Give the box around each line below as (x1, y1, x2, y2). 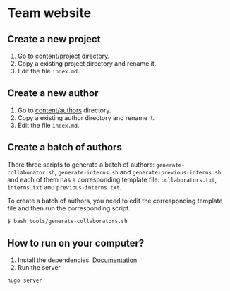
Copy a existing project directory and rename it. (17, 59, 157, 68)
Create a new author (7, 87, 99, 100)
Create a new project (7, 33, 101, 45)
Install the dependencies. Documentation (17, 256, 138, 264)
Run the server (17, 263, 61, 272)
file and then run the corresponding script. (7, 203, 131, 213)
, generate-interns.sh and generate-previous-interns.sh (54, 167, 222, 176)
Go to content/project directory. (17, 52, 110, 60)
